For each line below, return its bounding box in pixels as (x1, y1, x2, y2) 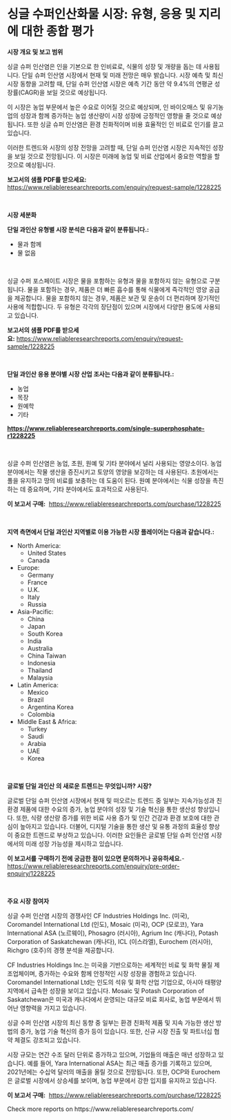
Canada (27, 556, 50, 564)
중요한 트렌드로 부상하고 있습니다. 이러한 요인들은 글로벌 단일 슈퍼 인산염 (14, 831, 210, 839)
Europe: (17, 563, 40, 571)
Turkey (27, 725, 48, 733)
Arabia (27, 739, 47, 747)
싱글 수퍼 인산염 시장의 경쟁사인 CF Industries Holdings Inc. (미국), (7, 912, 190, 920)
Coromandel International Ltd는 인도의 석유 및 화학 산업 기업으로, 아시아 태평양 (7, 978, 222, 986)
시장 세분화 (7, 210, 37, 219)
